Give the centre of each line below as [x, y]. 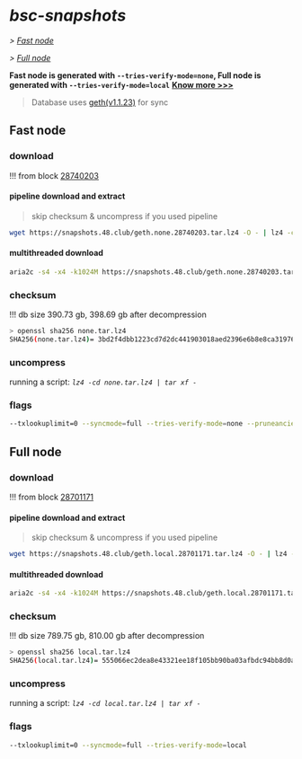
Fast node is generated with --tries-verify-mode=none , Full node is [135, 75]
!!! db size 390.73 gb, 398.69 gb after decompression [108, 314]
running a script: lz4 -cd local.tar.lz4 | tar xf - [105, 703]
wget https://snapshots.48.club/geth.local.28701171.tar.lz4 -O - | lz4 [148, 554]
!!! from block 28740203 [54, 175]
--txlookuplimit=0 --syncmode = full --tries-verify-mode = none [126, 424]
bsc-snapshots [68, 16]
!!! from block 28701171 [52, 497]
